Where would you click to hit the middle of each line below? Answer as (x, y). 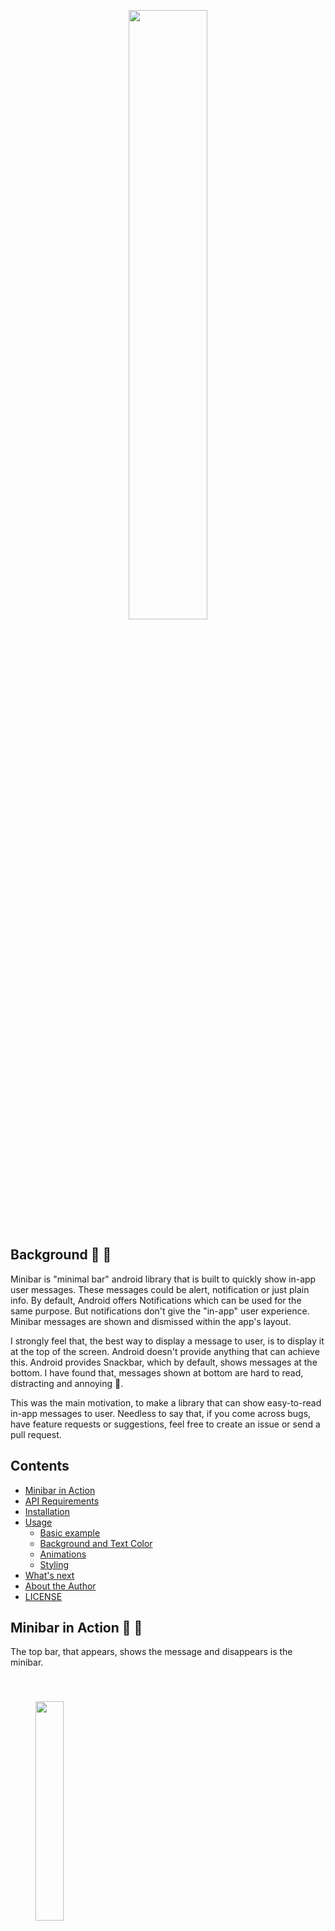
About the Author (60, 1586)
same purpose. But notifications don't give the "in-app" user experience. (160, 1311)
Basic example (70, 1532)
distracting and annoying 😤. (67, 1383)
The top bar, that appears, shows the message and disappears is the (151, 1652)
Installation (47, 1511)
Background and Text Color (96, 1543)
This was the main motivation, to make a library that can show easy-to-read (166, 1402)
